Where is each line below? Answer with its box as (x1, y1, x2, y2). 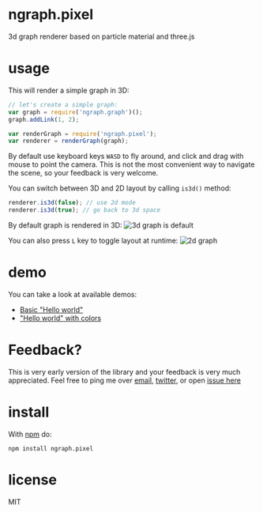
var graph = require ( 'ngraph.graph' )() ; (8, 108, 144, 116)
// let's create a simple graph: (8, 100, 118, 108)
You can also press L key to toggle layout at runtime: (8, 236, 178, 245)
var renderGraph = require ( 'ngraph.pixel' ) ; (8, 130, 157, 138)
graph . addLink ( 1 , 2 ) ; (8, 115, 80, 123)
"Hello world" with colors (19, 313, 101, 323)
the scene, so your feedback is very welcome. (8, 168, 159, 178)
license (8, 471, 58, 488)
